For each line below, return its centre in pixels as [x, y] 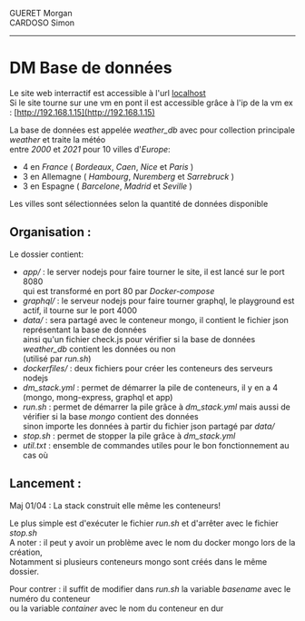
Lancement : [45, 483]
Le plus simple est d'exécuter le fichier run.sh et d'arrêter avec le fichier [144, 523]
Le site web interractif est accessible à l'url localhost [108, 93]
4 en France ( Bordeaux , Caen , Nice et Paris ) [108, 166]
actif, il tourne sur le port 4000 [80, 310]
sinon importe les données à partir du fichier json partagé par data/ [148, 426]
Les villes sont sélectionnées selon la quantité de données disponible [139, 203]
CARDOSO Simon [42, 23]
